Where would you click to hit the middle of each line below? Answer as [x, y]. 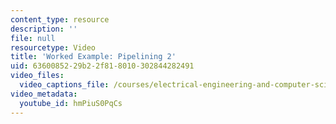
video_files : [37, 76]
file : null [33, 38]
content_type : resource [60, 19]
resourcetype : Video [53, 47]
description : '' [44, 29]
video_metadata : [44, 94]
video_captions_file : [64, 85]
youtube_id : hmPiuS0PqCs [71, 103]
